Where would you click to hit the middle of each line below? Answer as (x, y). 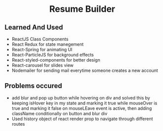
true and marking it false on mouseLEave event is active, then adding (82, 108)
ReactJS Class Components (40, 39)
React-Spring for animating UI (42, 49)
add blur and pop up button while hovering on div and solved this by (81, 98)
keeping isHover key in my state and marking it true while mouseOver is (84, 103)
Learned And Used (34, 27)
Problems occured (33, 86)
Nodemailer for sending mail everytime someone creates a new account (85, 70)
